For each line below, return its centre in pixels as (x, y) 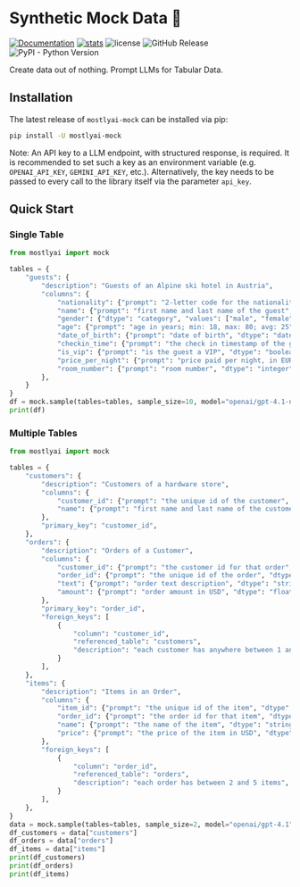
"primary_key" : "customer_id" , (100, 526)
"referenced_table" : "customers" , (137, 642)
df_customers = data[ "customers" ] (74, 833)
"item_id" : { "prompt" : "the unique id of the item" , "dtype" (173, 709)
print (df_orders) (42, 866)
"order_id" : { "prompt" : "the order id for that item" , (161, 717)
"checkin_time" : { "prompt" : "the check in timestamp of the (171, 344)
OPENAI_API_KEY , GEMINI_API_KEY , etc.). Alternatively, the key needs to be (142, 171)
